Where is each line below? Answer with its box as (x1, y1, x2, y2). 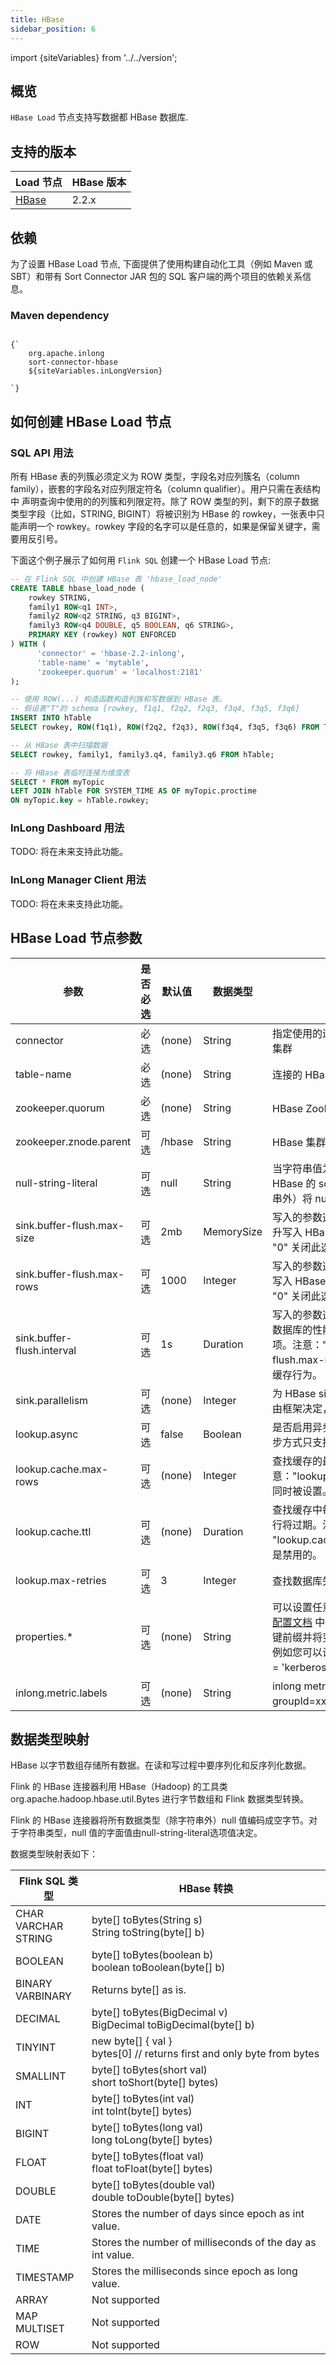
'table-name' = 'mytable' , (36, 657, 150, 668)
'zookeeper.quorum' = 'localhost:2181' (36, 667, 203, 677)
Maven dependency (10, 308, 110, 322)
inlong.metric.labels (15, 1686, 108, 1700)
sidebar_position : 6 (10, 24, 97, 34)
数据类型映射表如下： (10, 1848, 98, 1860)
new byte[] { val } (91, 2034, 173, 2048)
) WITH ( (10, 639, 47, 650)
